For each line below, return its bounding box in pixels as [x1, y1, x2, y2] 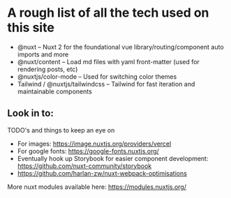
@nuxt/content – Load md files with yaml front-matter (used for [17, 57, 200, 66]
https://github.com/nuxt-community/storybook [17, 162, 152, 170]
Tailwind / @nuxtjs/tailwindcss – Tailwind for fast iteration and [17, 79, 195, 88]
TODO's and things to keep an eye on [7, 125, 115, 134]
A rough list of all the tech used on [7, 5, 209, 21]
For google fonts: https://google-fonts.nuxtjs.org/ [17, 146, 159, 155]
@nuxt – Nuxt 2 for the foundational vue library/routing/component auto [17, 43, 225, 51]
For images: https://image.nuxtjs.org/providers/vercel [17, 139, 172, 148]
